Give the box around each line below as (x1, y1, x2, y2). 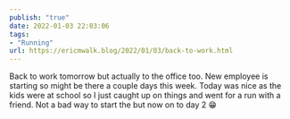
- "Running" (9, 38, 54, 47)
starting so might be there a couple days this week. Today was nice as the (9, 81, 282, 91)
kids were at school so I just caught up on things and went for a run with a (9, 90, 281, 101)
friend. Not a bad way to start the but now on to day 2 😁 (9, 99, 217, 110)
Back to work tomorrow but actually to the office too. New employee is (9, 71, 269, 81)
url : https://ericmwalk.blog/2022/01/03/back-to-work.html (9, 47, 234, 55)
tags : (9, 30, 29, 38)
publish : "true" (9, 13, 70, 22)
